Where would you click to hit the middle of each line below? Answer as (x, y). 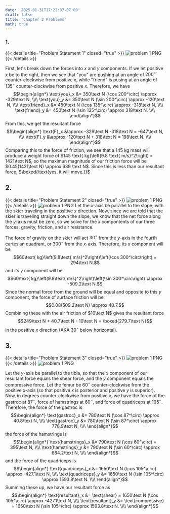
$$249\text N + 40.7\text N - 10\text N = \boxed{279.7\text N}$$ (85, 321)
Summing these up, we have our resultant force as (58, 487)
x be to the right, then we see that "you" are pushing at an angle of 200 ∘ (81, 74)
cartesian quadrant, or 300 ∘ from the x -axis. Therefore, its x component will (84, 243)
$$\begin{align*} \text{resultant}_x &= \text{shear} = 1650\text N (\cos (85, 495)
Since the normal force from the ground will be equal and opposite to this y (83, 292)
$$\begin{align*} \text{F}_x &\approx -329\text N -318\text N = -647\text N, (85, 131)
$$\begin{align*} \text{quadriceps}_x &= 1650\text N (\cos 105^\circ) (85, 468)
